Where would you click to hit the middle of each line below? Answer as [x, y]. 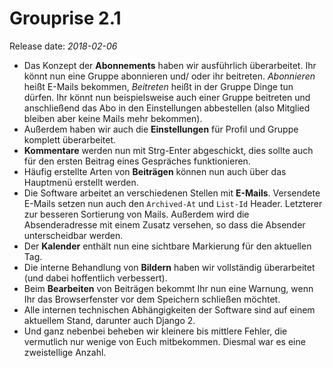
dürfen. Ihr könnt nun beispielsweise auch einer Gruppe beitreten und [167, 97]
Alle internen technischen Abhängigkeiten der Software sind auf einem [169, 309]
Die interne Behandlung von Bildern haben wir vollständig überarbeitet [169, 267]
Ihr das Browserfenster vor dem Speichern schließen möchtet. [152, 299]
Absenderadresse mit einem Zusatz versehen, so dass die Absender [164, 224]
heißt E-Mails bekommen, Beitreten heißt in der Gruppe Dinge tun [158, 86]
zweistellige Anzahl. [65, 352]
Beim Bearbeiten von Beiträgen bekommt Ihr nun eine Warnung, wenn [168, 288]
